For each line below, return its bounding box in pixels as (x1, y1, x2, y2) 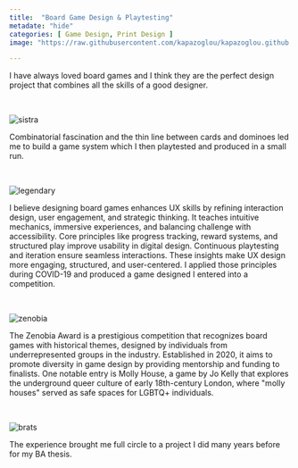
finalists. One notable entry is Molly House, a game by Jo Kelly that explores (9, 368, 289, 380)
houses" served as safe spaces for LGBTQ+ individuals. (9, 388, 214, 398)
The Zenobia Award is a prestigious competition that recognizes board (9, 330, 268, 341)
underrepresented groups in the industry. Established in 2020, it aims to (9, 349, 274, 360)
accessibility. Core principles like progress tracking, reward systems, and (9, 231, 278, 242)
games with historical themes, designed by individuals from (9, 340, 228, 351)
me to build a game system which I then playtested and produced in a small (9, 141, 287, 152)
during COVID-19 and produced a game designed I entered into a (9, 269, 248, 280)
